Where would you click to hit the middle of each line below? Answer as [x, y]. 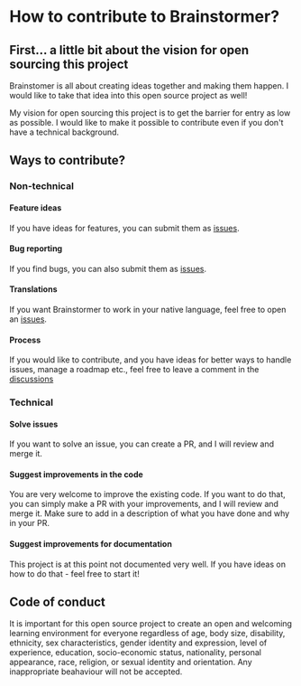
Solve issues [34, 424]
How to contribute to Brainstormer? [145, 17]
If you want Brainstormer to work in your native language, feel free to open [148, 309]
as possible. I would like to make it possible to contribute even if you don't [146, 122]
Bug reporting [36, 249]
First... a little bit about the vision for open [129, 50]
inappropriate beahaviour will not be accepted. [96, 672]
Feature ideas [36, 207]
